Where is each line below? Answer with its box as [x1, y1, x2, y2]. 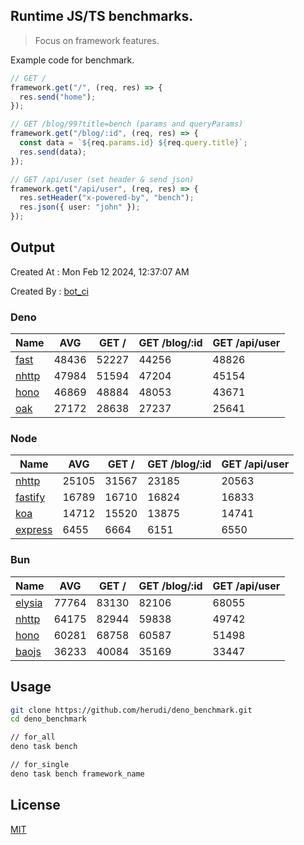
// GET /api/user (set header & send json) [10, 174, 195, 184]
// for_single [10, 760, 70, 770]
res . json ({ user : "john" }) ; [19, 202, 141, 213]
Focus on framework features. [34, 34, 160, 46]
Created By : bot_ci [10, 285, 89, 297]
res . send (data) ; [19, 147, 87, 157]
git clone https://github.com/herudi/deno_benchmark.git [10, 705, 253, 715]
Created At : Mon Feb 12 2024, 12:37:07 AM [10, 265, 190, 278]
